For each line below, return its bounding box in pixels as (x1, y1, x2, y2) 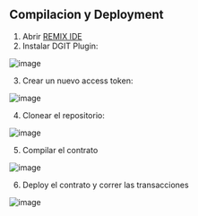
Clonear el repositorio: (22, 109, 105, 120)
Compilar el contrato (22, 144, 99, 155)
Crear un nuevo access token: (22, 75, 133, 86)
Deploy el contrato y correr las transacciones (22, 179, 190, 190)
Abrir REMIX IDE (22, 30, 82, 41)
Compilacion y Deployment (9, 7, 164, 22)
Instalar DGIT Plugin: (22, 40, 99, 51)
